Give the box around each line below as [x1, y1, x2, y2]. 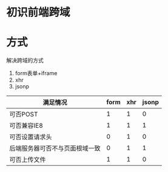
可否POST [9, 110, 38, 119]
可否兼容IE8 [9, 122, 44, 130]
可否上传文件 [9, 156, 47, 164]
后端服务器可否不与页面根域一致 [9, 144, 101, 153]
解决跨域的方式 [6, 57, 44, 64]
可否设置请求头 [9, 133, 53, 141]
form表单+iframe [15, 70, 58, 77]
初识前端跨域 [6, 5, 71, 19]
